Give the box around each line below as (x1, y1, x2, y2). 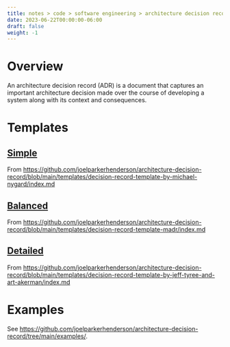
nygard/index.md (7, 180, 55, 189)
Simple (7, 147, 38, 158)
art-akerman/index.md (7, 278, 71, 286)
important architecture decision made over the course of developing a (7, 88, 205, 97)
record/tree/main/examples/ (7, 332, 86, 340)
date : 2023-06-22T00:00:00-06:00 (7, 16, 103, 23)
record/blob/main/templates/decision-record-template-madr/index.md (7, 226, 206, 233)
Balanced (7, 200, 49, 211)
